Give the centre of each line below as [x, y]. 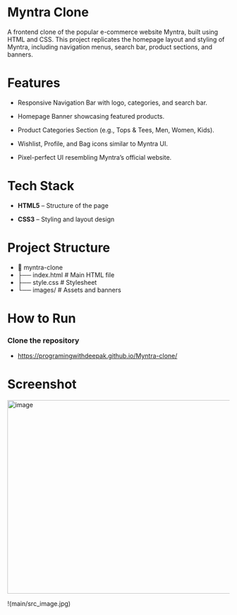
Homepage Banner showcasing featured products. [91, 116]
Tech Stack [41, 186]
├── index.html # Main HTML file [66, 275]
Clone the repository [43, 340]
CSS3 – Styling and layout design [66, 219]
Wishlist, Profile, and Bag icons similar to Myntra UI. [92, 143]
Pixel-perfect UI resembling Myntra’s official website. [95, 157]
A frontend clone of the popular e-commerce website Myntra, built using [113, 32]
